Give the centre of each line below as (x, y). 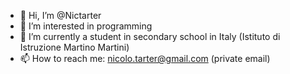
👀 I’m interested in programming (86, 26)
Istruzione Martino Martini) (74, 47)
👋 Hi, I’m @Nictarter (60, 15)
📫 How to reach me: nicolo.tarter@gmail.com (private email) (145, 58)
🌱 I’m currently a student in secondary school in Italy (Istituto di (150, 36)
